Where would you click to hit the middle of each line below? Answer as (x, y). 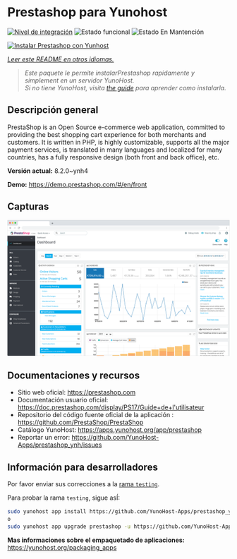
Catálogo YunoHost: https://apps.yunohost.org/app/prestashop (110, 430)
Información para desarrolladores (83, 467)
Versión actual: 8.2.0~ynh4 (48, 171)
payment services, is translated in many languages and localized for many (115, 150)
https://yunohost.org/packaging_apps (62, 547)
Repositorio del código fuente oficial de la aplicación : (96, 415)
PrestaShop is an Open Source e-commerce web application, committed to (116, 127)
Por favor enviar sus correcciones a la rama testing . (84, 484)
